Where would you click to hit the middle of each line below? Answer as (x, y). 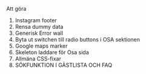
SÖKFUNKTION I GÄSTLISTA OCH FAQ (64, 65)
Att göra (16, 9)
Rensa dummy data (39, 27)
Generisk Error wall (39, 33)
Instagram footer (36, 20)
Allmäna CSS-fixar (38, 59)
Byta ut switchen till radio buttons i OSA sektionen (78, 39)
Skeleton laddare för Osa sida (52, 52)
